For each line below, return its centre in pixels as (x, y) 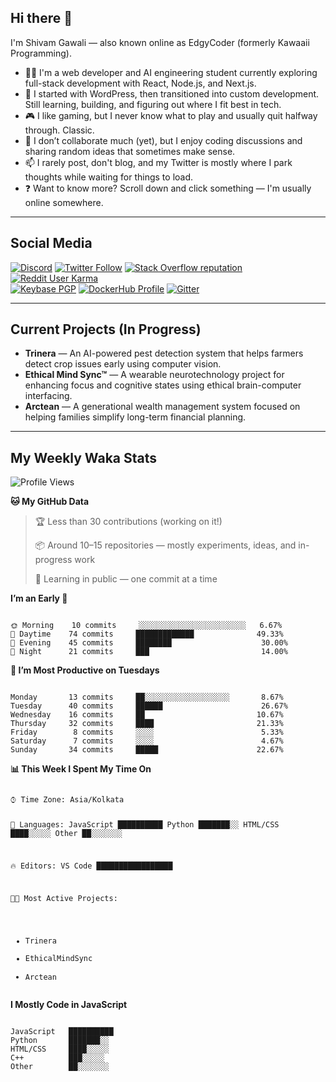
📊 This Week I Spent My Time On (81, 769)
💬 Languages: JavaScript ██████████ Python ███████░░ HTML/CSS (145, 825)
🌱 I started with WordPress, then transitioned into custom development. (172, 93)
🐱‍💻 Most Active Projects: (64, 898)
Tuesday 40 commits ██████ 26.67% (149, 706)
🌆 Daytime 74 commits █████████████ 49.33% (147, 634)
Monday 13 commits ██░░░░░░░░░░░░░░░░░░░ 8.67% (147, 697)
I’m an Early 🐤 (39, 598)
